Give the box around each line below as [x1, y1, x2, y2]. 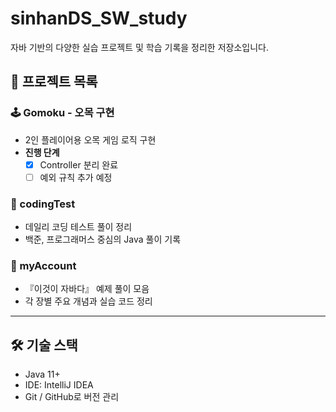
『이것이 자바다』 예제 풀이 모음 [24, 283, 150, 295]
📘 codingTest [10, 197, 76, 211]
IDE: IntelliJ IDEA [24, 379, 94, 391]
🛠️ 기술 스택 [10, 337, 78, 354]
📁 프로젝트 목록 [10, 73, 98, 91]
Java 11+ [24, 368, 61, 381]
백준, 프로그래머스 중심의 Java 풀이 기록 [24, 233, 182, 246]
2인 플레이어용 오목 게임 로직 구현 [24, 133, 157, 146]
